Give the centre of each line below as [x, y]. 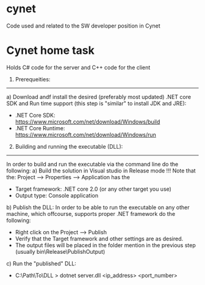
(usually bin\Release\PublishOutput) [60, 251]
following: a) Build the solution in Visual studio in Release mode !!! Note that [101, 171]
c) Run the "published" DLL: [41, 263]
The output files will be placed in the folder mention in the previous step [106, 245]
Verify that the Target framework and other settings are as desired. [99, 239]
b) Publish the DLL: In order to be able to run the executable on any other [98, 207]
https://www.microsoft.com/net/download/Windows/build [88, 122]
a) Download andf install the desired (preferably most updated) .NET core [99, 97]
